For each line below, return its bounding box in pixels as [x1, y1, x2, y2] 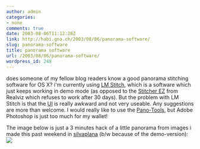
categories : [6, 14, 36, 20]
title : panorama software [6, 47, 70, 53]
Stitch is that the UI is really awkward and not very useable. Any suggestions [6, 100, 194, 107]
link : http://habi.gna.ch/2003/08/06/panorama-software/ [6, 36, 151, 42]
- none [6, 20, 23, 26]
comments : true [6, 25, 44, 31]
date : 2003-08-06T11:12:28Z [6, 31, 76, 37]
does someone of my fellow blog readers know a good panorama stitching [6, 75, 189, 82]
